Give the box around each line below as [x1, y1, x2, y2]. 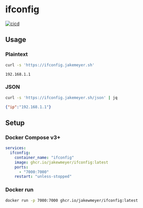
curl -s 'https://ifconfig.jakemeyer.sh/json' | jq [5, 95, 117, 100]
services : [5, 145, 27, 151]
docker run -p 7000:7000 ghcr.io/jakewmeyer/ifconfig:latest [5, 198, 138, 203]
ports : [14, 164, 29, 170]
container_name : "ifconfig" [14, 155, 74, 160]
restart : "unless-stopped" [14, 174, 72, 179]
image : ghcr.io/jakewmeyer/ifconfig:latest [14, 160, 109, 165]
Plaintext [5, 51, 28, 58]
